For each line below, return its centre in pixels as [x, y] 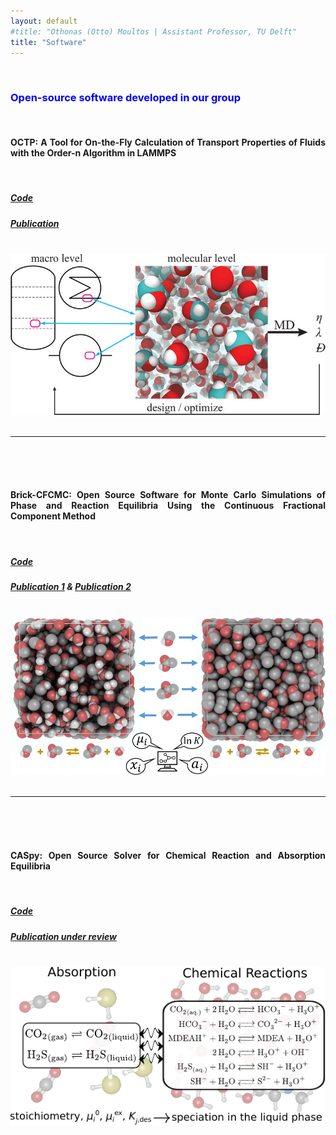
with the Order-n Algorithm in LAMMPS [93, 153]
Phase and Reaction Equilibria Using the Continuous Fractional [168, 506]
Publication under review [63, 936]
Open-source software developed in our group [126, 98]
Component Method [53, 516]
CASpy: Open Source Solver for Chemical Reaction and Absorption [168, 855]
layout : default [44, 21]
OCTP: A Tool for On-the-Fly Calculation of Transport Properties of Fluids [168, 142]
